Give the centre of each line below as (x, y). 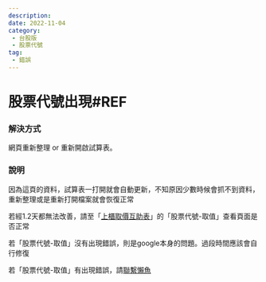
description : (30, 16)
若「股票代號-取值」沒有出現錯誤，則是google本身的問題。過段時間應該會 (129, 243)
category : (25, 30)
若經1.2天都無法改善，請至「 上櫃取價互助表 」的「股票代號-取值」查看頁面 (129, 216)
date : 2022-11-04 (37, 23)
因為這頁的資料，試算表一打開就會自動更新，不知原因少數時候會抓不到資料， (134, 189)
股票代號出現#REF (68, 102)
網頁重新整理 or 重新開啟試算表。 (63, 147)
